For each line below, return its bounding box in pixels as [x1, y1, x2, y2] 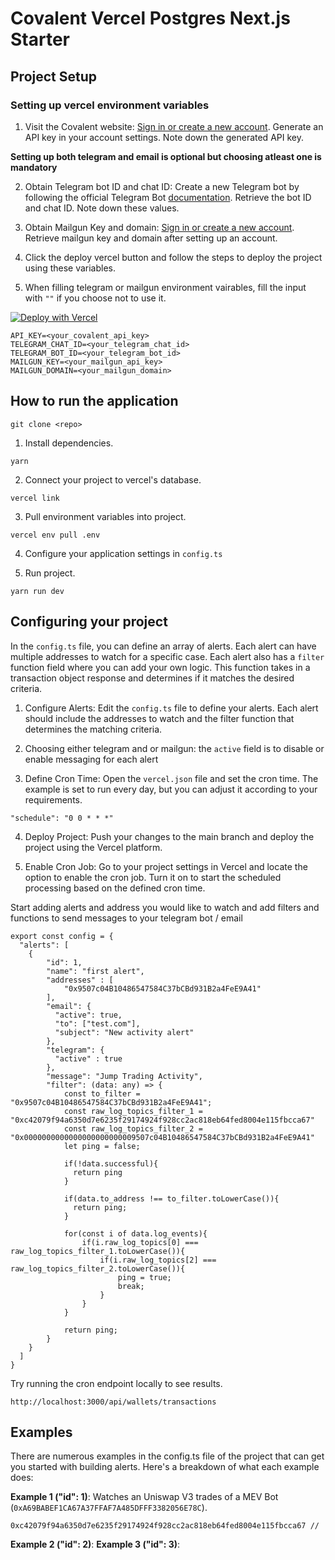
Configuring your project [10, 613, 168, 631]
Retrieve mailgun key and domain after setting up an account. [24, 232, 278, 244]
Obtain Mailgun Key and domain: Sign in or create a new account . [24, 221, 295, 233]
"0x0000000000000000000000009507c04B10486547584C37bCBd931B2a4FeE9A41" [10, 1132, 315, 1142]
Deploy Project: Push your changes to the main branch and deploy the [24, 830, 315, 842]
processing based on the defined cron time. [24, 882, 206, 894]
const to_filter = [63, 1088, 141, 1099]
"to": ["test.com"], [54, 1018, 141, 1029]
